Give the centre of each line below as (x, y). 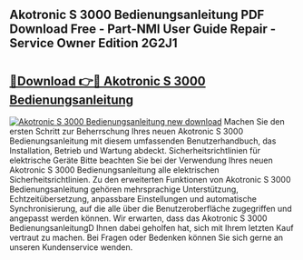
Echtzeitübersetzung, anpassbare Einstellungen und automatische (133, 199)
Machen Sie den (254, 121)
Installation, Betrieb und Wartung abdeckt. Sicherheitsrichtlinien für (135, 150)
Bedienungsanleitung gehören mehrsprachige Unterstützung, (124, 189)
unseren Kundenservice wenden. (71, 247)
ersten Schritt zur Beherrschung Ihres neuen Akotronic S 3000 (127, 131)
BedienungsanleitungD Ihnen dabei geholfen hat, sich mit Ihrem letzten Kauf (151, 228)
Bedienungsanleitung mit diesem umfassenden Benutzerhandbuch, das (143, 141)
